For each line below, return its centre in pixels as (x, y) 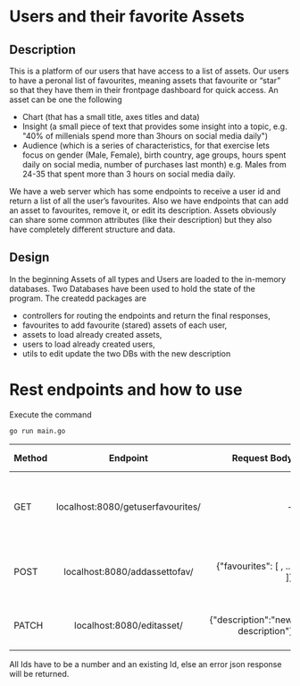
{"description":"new (251, 620)
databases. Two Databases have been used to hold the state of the (133, 288)
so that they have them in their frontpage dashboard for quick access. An (144, 90)
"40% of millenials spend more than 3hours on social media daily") (145, 136)
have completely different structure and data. (92, 229)
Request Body (262, 458)
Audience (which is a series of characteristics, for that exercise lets (146, 146)
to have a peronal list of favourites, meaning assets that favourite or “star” (145, 81)
